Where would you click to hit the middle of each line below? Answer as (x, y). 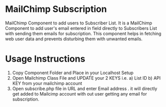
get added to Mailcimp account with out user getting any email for (80, 94)
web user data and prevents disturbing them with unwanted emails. (74, 39)
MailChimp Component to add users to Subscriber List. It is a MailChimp (79, 23)
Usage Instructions (45, 59)
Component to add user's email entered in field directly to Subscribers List (81, 28)
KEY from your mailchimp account (47, 83)
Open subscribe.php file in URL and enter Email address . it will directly (85, 89)
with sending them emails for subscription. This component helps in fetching (83, 33)
